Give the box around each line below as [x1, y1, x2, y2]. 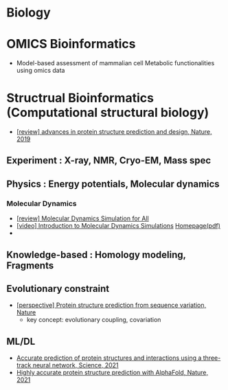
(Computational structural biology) [6, 105, 209, 121]
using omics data [16, 67, 65, 75]
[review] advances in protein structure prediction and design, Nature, [16, 128, 212, 136]
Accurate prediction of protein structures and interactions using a [16, 354, 202, 362]
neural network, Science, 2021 [32, 361, 119, 369]
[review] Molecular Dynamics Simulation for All [16, 214, 149, 222]
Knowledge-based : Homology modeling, [6, 249, 186, 260]
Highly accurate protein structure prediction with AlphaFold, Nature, [16, 369, 209, 377]
